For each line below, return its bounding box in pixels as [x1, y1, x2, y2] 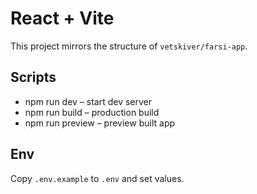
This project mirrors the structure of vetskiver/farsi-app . [10, 40, 248, 52]
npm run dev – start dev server [24, 95, 153, 107]
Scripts [10, 69, 57, 86]
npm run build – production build [24, 106, 160, 118]
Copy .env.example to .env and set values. [10, 172, 185, 184]
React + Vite [10, 7, 115, 30]
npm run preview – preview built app [24, 117, 176, 129]
